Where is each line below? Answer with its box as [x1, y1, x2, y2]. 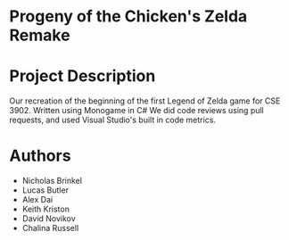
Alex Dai [21, 194, 54, 205]
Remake [9, 25, 70, 46]
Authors [9, 145, 71, 166]
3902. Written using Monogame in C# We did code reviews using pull [9, 105, 265, 116]
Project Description [9, 66, 156, 87]
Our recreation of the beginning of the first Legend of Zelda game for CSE [9, 95, 281, 106]
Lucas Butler [21, 185, 70, 195]
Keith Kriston [21, 203, 70, 215]
